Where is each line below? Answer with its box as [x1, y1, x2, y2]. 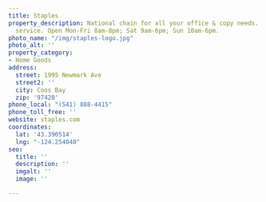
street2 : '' [15, 78, 56, 86]
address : [8, 64, 38, 72]
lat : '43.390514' [15, 130, 73, 138]
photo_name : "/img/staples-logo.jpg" [8, 34, 134, 42]
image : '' [15, 175, 48, 184]
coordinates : [8, 123, 52, 131]
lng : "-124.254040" [15, 137, 81, 146]
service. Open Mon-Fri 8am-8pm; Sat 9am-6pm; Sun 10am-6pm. [15, 26, 220, 34]
